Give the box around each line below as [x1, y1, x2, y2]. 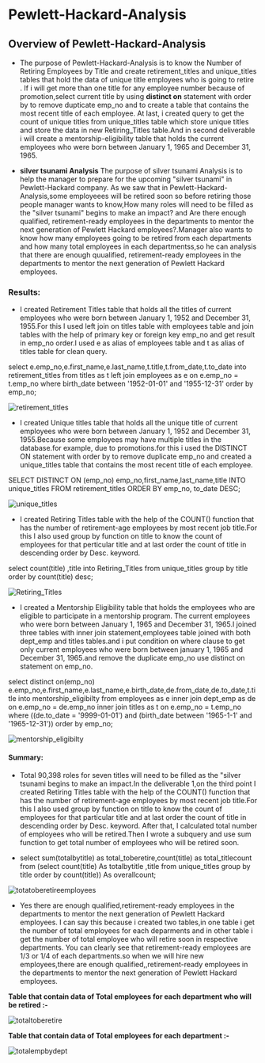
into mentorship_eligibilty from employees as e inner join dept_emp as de [18, 694, 256, 703]
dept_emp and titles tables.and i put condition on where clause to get [19, 636, 245, 646]
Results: [8, 287, 41, 298]
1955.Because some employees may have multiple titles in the [19, 435, 222, 444]
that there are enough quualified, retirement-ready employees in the [19, 250, 241, 259]
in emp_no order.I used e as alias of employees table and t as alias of [19, 338, 245, 348]
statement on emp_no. [19, 661, 93, 671]
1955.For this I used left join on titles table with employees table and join [19, 322, 255, 331]
